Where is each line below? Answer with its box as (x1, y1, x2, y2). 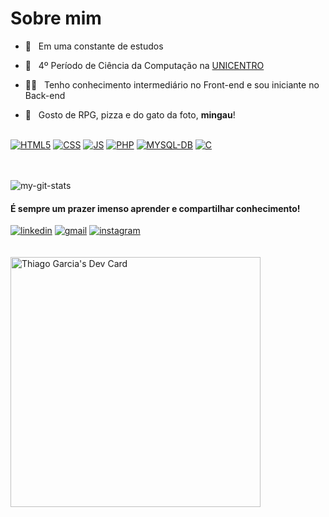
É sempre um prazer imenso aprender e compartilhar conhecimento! (10, 202, 301, 214)
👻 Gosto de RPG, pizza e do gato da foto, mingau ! (24, 108, 236, 121)
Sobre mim (10, 7, 102, 30)
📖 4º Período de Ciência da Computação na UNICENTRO (24, 59, 265, 71)
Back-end (24, 89, 66, 101)
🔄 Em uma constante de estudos (24, 40, 164, 52)
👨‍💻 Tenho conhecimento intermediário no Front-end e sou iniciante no (24, 78, 320, 91)
